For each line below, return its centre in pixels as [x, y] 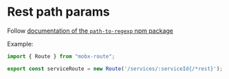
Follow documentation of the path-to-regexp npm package [90, 31]
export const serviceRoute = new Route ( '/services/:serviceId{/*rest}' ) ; [115, 69]
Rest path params [58, 12]
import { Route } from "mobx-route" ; [61, 56]
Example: [20, 44]
